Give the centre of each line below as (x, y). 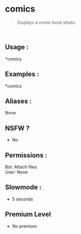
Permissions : (26, 155)
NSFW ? (17, 128)
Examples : (22, 74)
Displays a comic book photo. (47, 22)
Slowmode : (23, 188)
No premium (24, 226)
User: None (16, 172)
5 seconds (23, 199)
